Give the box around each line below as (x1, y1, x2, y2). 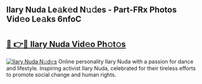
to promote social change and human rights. (6, 71, 117, 78)
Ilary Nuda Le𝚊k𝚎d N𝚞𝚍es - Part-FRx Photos (6, 5, 177, 15)
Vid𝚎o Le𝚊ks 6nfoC (6, 14, 82, 25)
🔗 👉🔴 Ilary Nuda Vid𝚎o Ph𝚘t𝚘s (6, 39, 126, 49)
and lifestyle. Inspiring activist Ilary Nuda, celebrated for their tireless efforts (6, 65, 196, 71)
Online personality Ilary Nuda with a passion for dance (58, 58, 194, 65)
